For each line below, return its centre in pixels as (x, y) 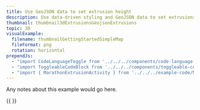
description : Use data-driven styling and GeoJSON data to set (86, 17)
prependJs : (20, 56)
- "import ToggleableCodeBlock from (57, 67)
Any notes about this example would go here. (62, 89)
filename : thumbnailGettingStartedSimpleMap (68, 39)
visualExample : (25, 34)
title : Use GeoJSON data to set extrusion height (69, 12)
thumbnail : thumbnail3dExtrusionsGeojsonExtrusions (71, 23)
